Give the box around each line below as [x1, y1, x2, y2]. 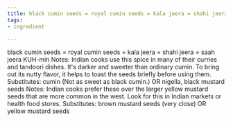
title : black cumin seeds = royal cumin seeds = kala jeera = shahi [7, 10, 209, 17]
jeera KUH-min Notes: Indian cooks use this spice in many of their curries [7, 55, 217, 64]
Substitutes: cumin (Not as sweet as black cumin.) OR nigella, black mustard [7, 78, 225, 86]
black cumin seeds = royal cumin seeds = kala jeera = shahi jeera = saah [7, 48, 215, 56]
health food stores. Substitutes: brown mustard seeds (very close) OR [7, 100, 207, 108]
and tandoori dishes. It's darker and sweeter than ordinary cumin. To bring [7, 63, 220, 71]
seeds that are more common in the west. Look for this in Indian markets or [7, 92, 222, 101]
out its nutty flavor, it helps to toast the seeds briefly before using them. [7, 70, 212, 78]
